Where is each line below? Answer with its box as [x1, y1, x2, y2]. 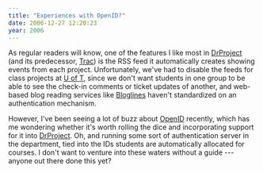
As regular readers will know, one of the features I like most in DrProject [8, 48, 242, 58]
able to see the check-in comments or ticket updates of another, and [8, 82, 232, 91]
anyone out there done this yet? [8, 156, 112, 166]
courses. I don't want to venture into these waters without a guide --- [8, 148, 234, 157]
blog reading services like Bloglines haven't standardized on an [30, 90, 237, 100]
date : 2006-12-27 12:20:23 [8, 19, 97, 27]
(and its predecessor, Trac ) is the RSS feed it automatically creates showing [8, 56, 255, 66]
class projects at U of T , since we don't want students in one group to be [8, 73, 246, 83]
